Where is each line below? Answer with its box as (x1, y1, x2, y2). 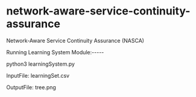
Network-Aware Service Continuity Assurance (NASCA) (6, 37, 145, 44)
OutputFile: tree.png (6, 83, 56, 91)
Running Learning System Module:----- (6, 48, 104, 55)
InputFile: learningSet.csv (6, 72, 70, 79)
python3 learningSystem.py (6, 60, 75, 67)
